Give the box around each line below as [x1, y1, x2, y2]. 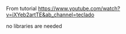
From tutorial [6, 5, 37, 12]
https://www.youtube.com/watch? [38, 5, 120, 12]
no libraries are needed [6, 23, 63, 29]
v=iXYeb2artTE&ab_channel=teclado [6, 11, 95, 18]
